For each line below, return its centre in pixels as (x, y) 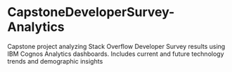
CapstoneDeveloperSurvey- (91, 12)
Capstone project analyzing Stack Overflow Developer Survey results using (116, 46)
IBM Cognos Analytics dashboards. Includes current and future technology (116, 54)
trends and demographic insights (55, 61)
